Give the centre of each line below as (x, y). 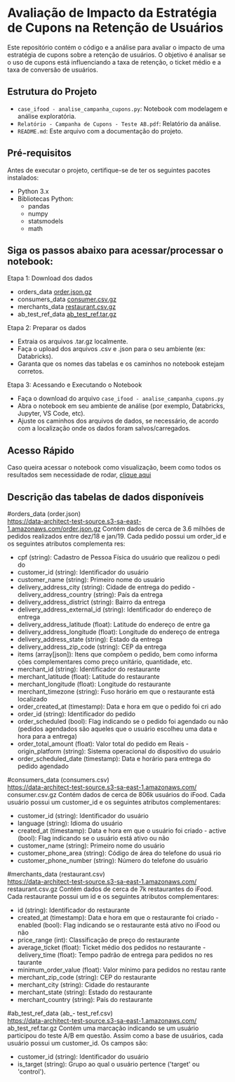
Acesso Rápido (41, 450)
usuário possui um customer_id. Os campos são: (78, 1043)
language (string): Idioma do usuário (70, 823)
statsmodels (46, 221)
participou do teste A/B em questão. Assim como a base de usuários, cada (115, 1036)
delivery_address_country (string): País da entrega (90, 594)
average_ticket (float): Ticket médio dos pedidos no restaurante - (112, 947)
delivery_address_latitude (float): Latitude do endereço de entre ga (114, 624)
